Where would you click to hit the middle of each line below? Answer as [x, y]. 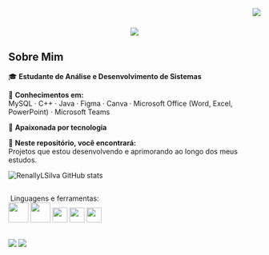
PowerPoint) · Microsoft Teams [59, 112]
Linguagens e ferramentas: [54, 198]
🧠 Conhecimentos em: [46, 95]
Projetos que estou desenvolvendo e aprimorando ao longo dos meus [123, 151]
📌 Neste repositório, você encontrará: [72, 143]
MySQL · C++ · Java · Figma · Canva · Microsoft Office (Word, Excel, [120, 104]
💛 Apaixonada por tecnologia [58, 127]
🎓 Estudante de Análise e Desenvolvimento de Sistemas [105, 76]
